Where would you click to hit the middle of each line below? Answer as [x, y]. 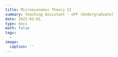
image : [12, 42]
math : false [17, 28]
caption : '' [22, 47]
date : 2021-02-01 [23, 19]
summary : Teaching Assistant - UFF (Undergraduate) [59, 14]
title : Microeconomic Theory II [38, 10]
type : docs [16, 24]
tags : [11, 33]
